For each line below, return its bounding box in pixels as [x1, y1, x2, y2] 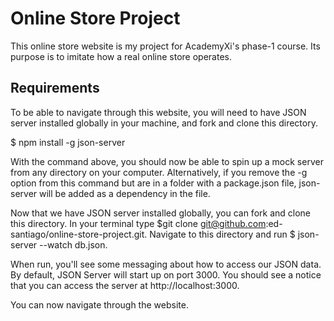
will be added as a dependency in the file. [39, 187, 211, 199]
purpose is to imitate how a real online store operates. [10, 50, 232, 62]
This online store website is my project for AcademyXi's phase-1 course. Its [10, 40, 321, 52]
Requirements [10, 80, 100, 97]
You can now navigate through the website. [10, 298, 189, 311]
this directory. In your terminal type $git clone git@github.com [10, 217, 267, 229]
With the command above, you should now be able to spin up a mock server [10, 155, 324, 167]
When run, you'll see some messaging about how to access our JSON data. [10, 258, 322, 270]
